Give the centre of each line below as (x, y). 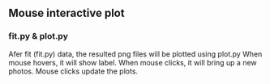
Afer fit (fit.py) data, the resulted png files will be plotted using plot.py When (135, 54)
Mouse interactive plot (66, 13)
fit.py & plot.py (39, 36)
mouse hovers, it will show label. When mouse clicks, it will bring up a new (133, 62)
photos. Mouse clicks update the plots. (73, 71)
